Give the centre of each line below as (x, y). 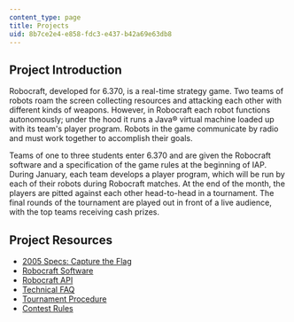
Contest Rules (47, 308)
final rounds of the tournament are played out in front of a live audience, (140, 203)
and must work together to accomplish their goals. (101, 138)
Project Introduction (66, 70)
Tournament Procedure (64, 299)
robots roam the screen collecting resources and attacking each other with (145, 101)
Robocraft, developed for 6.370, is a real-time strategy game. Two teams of (147, 91)
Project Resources (61, 240)
